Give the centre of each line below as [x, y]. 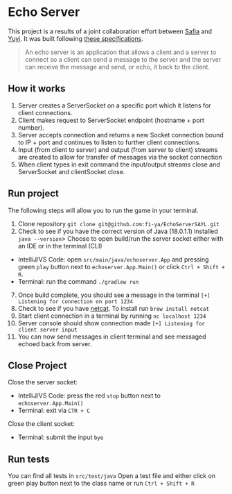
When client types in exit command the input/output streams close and [119, 164]
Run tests [29, 459]
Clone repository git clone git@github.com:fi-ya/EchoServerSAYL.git [119, 223]
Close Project [38, 365]
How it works [37, 88]
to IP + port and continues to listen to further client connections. [109, 142]
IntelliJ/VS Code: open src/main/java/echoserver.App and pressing [113, 259]
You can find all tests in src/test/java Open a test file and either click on [112, 476]
